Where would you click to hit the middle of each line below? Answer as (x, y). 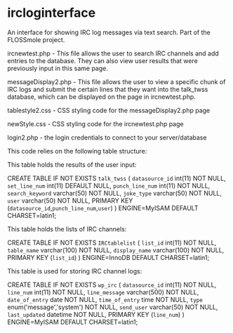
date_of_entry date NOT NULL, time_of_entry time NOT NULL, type (105, 299)
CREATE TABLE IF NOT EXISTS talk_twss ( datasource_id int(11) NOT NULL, (116, 178)
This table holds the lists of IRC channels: (67, 229)
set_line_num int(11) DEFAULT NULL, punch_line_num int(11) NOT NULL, (109, 185)
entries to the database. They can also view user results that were (102, 60)
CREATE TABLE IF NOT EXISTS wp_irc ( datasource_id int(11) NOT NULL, (112, 285)
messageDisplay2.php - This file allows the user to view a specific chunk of (116, 81)
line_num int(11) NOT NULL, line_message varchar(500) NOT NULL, (103, 292)
